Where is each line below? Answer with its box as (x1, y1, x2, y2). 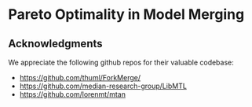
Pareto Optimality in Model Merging (8, 6, 245, 24)
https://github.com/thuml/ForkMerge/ (19, 73, 141, 82)
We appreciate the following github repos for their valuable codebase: (8, 57, 234, 67)
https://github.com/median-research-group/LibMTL (19, 81, 187, 90)
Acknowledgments (8, 37, 104, 50)
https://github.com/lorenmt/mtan (19, 90, 126, 99)
